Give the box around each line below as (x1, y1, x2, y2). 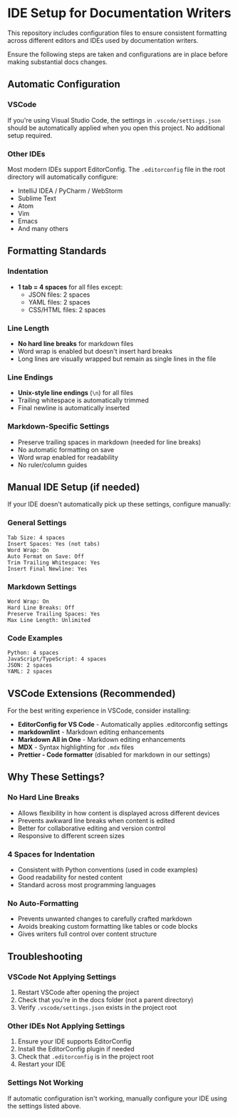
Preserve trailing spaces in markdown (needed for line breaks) (17, 437, 202, 447)
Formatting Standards (7, 245, 107, 257)
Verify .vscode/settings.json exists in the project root (17, 1003, 177, 1011)
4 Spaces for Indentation (7, 849, 95, 859)
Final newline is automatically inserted (17, 404, 130, 412)
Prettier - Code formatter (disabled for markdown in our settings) (17, 750, 211, 759)
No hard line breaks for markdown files (17, 339, 134, 347)
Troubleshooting (7, 950, 83, 962)
